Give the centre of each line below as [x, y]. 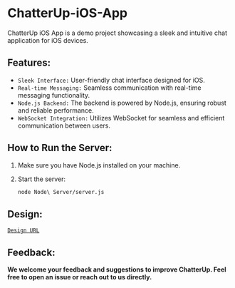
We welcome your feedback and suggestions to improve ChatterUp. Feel [117, 269]
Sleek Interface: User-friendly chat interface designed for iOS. [111, 80]
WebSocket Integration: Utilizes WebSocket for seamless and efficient [121, 118]
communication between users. [64, 125]
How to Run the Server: [60, 148]
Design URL [23, 231]
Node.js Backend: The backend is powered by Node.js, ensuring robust [122, 103]
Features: [29, 63]
